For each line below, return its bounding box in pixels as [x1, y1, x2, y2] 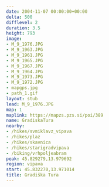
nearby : [6, 123, 25, 129]
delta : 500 [6, 14, 33, 20]
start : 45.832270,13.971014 [6, 166, 75, 173]
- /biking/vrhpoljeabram [6, 150, 67, 156]
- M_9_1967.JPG [6, 63, 43, 69]
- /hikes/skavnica [6, 139, 51, 145]
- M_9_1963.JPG [6, 47, 43, 53]
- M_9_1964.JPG [6, 69, 43, 74]
